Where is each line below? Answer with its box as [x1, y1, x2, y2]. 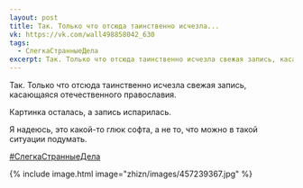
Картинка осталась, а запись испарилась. [9, 107, 171, 117]
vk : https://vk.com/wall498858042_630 [9, 30, 155, 39]
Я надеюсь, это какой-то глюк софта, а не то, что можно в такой [9, 124, 259, 135]
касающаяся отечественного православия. [9, 89, 178, 100]
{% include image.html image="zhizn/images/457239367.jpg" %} [9, 168, 252, 179]
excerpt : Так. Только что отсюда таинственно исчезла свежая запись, [9, 55, 277, 64]
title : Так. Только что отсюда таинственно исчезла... [9, 22, 220, 31]
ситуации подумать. [9, 134, 87, 144]
